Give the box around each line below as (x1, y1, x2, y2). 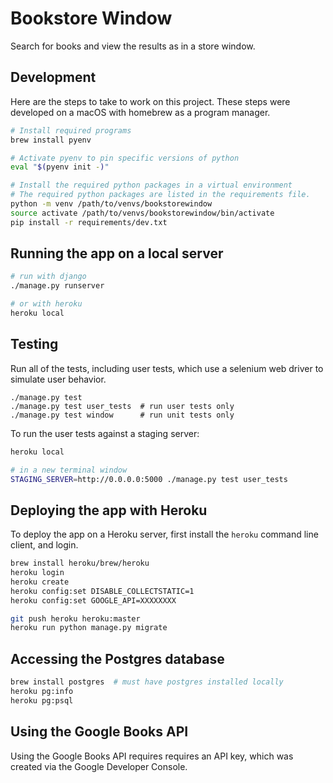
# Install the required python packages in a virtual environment (10, 180, 293, 191)
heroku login (10, 568, 65, 578)
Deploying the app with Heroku (10, 502, 208, 519)
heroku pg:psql (10, 695, 74, 706)
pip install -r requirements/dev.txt (10, 217, 168, 227)
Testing (10, 336, 59, 353)
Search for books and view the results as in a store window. (10, 40, 256, 52)
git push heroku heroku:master (10, 613, 141, 624)
